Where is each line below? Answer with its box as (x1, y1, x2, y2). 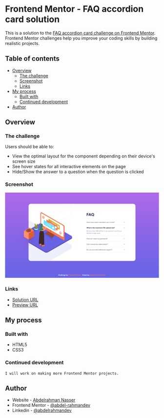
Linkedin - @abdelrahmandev (12, 407, 72, 414)
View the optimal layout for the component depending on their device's (12, 153, 155, 159)
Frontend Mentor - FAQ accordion (5, 3, 144, 15)
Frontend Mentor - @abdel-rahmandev (12, 402, 90, 408)
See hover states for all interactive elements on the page (12, 164, 126, 170)
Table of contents (5, 55, 60, 63)
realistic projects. (5, 40, 40, 46)
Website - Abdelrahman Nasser (12, 397, 76, 403)
